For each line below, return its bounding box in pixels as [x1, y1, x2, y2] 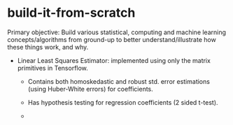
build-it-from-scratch [7, 5, 136, 21]
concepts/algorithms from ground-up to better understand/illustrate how [7, 35, 217, 43]
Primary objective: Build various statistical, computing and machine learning [7, 28, 226, 36]
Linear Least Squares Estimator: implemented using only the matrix [17, 56, 211, 64]
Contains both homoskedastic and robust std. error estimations [27, 77, 210, 85]
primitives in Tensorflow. [17, 64, 89, 72]
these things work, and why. [7, 43, 89, 51]
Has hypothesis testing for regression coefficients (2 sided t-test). [27, 98, 218, 106]
